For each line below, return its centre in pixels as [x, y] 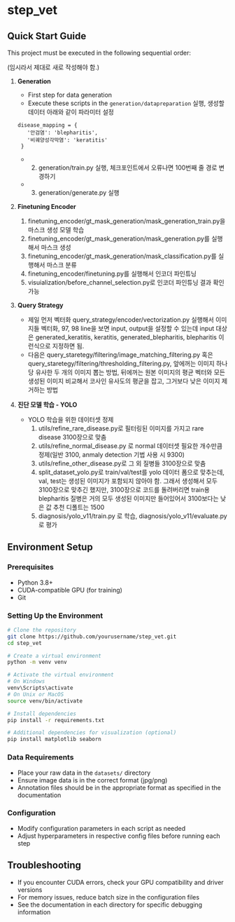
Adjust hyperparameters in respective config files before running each [119, 836]
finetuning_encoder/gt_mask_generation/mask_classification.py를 [122, 256]
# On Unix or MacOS [36, 694]
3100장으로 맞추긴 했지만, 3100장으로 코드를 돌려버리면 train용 [124, 490]
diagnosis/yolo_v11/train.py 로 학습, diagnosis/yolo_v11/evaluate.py [133, 516]
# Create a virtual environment [54, 656]
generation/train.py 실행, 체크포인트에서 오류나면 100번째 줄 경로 [128, 168]
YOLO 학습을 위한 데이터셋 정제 [71, 420]
